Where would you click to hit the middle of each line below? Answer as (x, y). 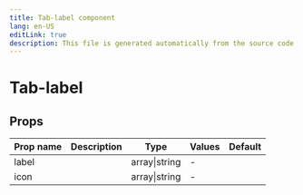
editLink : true (38, 34)
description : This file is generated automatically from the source (142, 43)
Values (205, 147)
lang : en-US (32, 26)
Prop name (38, 147)
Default (245, 147)
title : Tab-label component (63, 18)
